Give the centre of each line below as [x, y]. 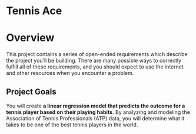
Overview [30, 38]
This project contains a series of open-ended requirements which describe [97, 54]
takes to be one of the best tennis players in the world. [72, 125]
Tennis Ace [34, 11]
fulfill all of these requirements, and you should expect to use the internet [95, 67]
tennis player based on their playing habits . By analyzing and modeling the [98, 112]
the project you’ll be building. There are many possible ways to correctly [94, 61]
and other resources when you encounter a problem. [70, 73]
